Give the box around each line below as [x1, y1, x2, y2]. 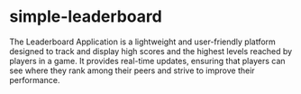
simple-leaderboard [9, 6, 162, 27]
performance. [9, 74, 60, 85]
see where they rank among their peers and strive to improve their [9, 65, 255, 76]
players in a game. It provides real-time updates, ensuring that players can [9, 55, 286, 66]
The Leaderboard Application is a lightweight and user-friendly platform [9, 36, 277, 47]
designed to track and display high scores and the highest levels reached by [9, 45, 293, 56]
